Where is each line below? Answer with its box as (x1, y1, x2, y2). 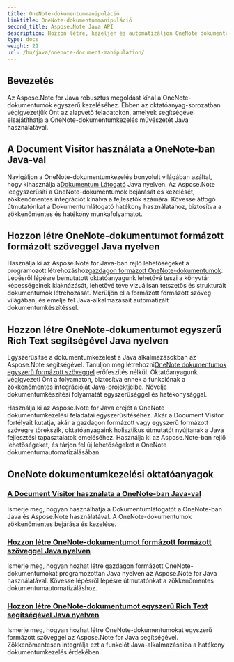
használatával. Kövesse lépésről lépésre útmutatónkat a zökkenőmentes (7, 576, 214, 585)
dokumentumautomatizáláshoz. (7, 584, 97, 592)
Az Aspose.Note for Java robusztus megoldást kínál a (7, 93, 162, 102)
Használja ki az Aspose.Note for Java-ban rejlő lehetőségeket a (7, 259, 189, 268)
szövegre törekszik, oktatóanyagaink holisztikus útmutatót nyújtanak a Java (7, 426, 224, 434)
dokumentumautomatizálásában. (7, 448, 101, 456)
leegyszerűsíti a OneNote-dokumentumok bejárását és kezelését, (7, 187, 195, 196)
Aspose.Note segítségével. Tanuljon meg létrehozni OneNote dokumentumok (7, 360, 227, 369)
